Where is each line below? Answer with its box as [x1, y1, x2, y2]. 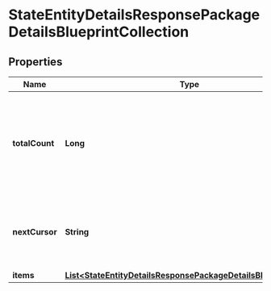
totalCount [12, 138, 55, 148]
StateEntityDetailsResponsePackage [8, 6, 261, 24]
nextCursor [12, 227, 58, 237]
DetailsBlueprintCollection [8, 23, 190, 41]
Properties [8, 55, 63, 69]
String [65, 227, 90, 237]
